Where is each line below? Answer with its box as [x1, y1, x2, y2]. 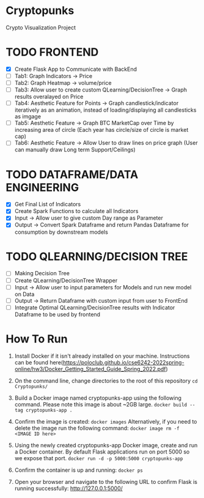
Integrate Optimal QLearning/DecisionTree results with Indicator [14, 303, 175, 311]
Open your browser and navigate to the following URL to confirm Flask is [14, 478, 198, 485]
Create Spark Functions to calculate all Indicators [14, 208, 139, 215]
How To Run [5, 332, 68, 345]
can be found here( [14, 358, 64, 366]
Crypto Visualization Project [5, 24, 76, 31]
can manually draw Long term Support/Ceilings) [14, 146, 136, 153]
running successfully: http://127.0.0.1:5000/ [14, 485, 123, 492]
